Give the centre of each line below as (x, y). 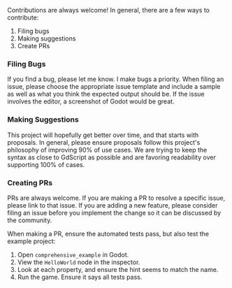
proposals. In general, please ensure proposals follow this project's (104, 142)
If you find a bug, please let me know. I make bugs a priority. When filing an (116, 79)
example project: (31, 241)
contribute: (23, 17)
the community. (30, 220)
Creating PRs (30, 182)
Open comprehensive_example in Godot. (73, 254)
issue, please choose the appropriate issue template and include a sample (114, 87)
